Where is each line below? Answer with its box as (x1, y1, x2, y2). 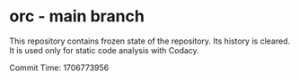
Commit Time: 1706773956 (9, 62, 110, 73)
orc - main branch (9, 6, 145, 27)
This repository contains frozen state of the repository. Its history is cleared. (9, 36, 290, 46)
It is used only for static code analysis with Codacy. (9, 44, 199, 55)
